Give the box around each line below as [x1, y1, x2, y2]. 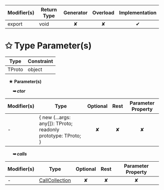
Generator [63, 9, 88, 16]
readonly [39, 126, 60, 133]
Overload [92, 9, 115, 16]
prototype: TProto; [39, 132, 82, 139]
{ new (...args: [39, 114, 71, 121]
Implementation [119, 9, 157, 16]
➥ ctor [12, 88, 26, 94]
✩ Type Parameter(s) [5, 40, 92, 51]
